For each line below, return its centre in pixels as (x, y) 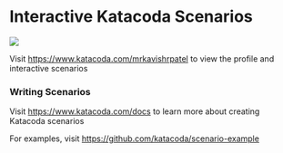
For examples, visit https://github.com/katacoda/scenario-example (134, 139)
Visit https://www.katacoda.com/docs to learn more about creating (135, 111)
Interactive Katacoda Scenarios (131, 17)
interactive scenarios (49, 68)
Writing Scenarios (50, 91)
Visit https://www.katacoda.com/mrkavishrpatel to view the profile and (142, 58)
